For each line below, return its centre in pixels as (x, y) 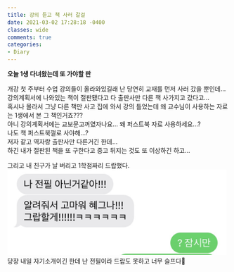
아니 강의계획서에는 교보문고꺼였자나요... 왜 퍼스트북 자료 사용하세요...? (104, 124)
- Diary (19, 52)
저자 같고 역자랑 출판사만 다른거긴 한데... (63, 142)
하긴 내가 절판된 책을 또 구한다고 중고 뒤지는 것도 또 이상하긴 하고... (99, 150)
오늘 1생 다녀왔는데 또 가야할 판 (49, 74)
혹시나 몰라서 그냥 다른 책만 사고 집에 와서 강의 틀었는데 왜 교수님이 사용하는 (111, 106)
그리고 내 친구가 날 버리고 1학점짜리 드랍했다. (69, 165)
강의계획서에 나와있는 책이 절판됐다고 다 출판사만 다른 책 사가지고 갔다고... (108, 98)
